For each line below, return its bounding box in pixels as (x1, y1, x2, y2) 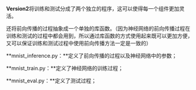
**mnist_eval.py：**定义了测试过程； (6, 77, 97, 84)
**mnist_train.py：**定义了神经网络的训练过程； (6, 65, 123, 72)
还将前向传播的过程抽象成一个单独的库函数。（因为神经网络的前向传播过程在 (6, 25, 191, 32)
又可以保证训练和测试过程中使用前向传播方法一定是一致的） (6, 40, 152, 46)
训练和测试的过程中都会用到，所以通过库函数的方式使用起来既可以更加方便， (6, 32, 193, 39)
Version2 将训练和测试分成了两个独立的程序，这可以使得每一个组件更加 (6, 5, 179, 12)
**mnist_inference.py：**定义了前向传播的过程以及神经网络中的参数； (6, 52, 178, 59)
